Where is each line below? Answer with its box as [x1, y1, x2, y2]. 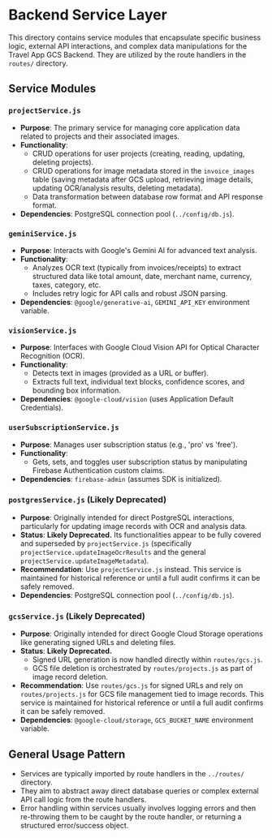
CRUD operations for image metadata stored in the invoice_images [32, 165, 255, 175]
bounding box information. [32, 385, 122, 395]
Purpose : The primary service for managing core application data [19, 122, 240, 132]
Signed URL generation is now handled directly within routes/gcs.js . [32, 655, 263, 664]
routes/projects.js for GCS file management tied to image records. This [19, 690, 265, 699]
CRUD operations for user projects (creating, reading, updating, [32, 148, 245, 158]
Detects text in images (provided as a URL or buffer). [32, 368, 209, 378]
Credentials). [19, 403, 63, 413]
